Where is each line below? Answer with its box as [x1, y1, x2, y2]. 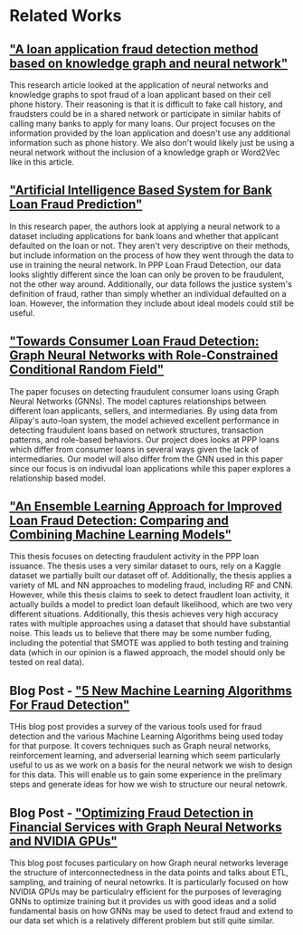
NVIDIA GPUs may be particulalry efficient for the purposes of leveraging [9, 886, 282, 897]
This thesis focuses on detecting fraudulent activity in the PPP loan [9, 551, 260, 562]
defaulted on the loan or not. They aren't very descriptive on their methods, [9, 240, 291, 251]
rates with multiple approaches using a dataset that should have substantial [9, 618, 291, 629]
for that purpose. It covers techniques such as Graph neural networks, [9, 740, 271, 751]
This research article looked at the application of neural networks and [9, 80, 269, 91]
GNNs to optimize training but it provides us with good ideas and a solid [9, 896, 277, 907]
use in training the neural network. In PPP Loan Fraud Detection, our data [9, 259, 282, 270]
